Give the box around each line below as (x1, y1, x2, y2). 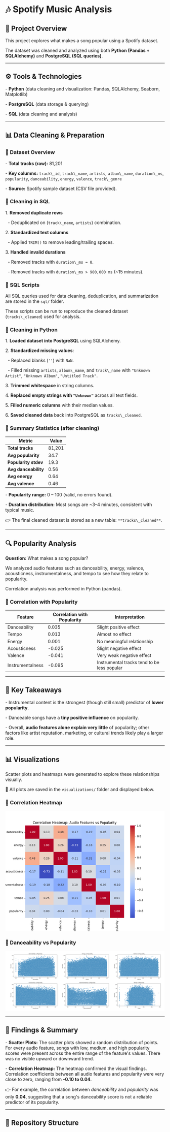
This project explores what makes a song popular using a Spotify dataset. (5, 38, 158, 44)
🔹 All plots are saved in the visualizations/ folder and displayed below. (5, 787, 154, 793)
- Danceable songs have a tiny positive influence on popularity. (5, 714, 139, 720)
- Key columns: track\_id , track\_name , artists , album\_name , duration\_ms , (5, 170, 164, 176)
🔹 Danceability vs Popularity (5, 939, 76, 946)
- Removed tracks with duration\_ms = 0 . (7, 259, 94, 265)
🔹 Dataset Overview (5, 149, 55, 156)
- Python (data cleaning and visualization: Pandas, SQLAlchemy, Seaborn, (5, 85, 160, 92)
